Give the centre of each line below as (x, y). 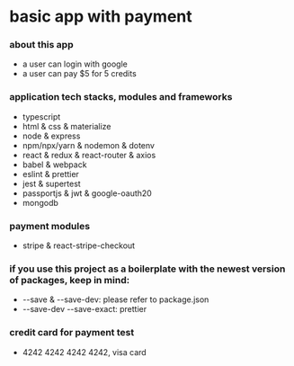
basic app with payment (101, 17)
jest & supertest (51, 183)
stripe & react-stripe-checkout (79, 245)
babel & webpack (54, 165)
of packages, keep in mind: (70, 280)
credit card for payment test (72, 333)
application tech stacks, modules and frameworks (121, 97)
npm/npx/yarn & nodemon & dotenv (89, 145)
